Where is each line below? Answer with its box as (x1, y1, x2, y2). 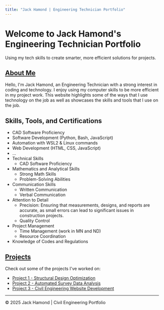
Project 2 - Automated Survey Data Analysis (12, 280, 101, 286)
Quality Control (19, 218, 50, 224)
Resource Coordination (19, 233, 66, 239)
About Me (5, 69, 36, 77)
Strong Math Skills (19, 171, 56, 177)
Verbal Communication (19, 192, 66, 198)
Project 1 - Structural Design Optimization (12, 275, 96, 281)
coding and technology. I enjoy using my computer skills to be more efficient (5, 87, 159, 93)
